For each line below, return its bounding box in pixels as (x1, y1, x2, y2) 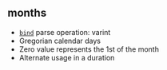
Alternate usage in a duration (18, 52, 115, 62)
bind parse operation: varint (18, 27, 111, 37)
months (7, 6, 47, 20)
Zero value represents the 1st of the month (18, 44, 159, 54)
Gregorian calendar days (18, 36, 101, 45)
